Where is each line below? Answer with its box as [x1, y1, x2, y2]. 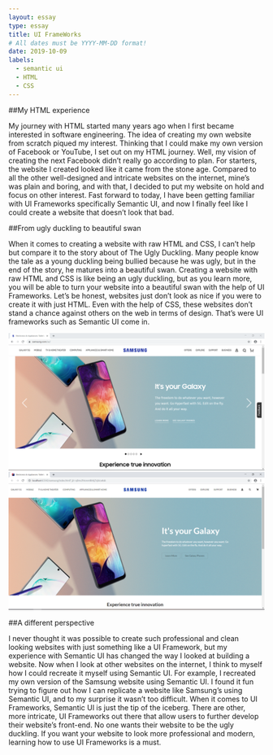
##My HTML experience [8, 105, 90, 115]
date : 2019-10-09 [8, 47, 67, 56]
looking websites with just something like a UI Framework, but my [8, 643, 227, 652]
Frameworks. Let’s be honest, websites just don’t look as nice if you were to [8, 290, 262, 300]
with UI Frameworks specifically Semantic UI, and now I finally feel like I [8, 199, 249, 208]
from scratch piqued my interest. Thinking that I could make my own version [8, 138, 263, 148]
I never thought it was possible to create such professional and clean [8, 634, 240, 644]
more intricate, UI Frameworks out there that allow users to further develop [8, 712, 259, 722]
